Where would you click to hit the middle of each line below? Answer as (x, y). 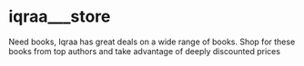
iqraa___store (60, 17)
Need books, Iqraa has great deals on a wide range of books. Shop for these (152, 42)
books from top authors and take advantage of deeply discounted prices (145, 51)
